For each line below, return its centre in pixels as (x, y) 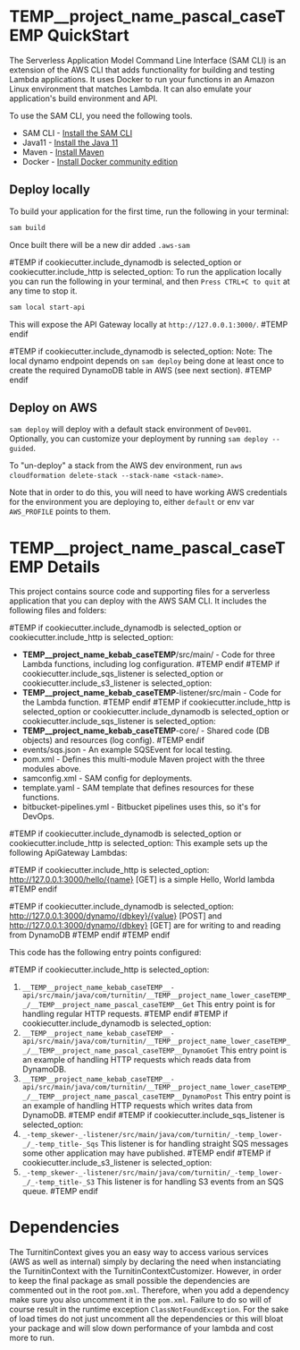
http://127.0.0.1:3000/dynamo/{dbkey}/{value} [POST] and (116, 916)
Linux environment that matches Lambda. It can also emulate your (131, 89)
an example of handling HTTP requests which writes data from (137, 1106)
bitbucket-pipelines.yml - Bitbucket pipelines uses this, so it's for (142, 807)
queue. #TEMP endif (60, 1192)
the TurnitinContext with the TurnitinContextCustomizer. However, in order (146, 1271)
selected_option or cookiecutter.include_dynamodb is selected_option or (155, 712)
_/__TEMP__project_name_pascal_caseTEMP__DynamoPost (122, 1097)
